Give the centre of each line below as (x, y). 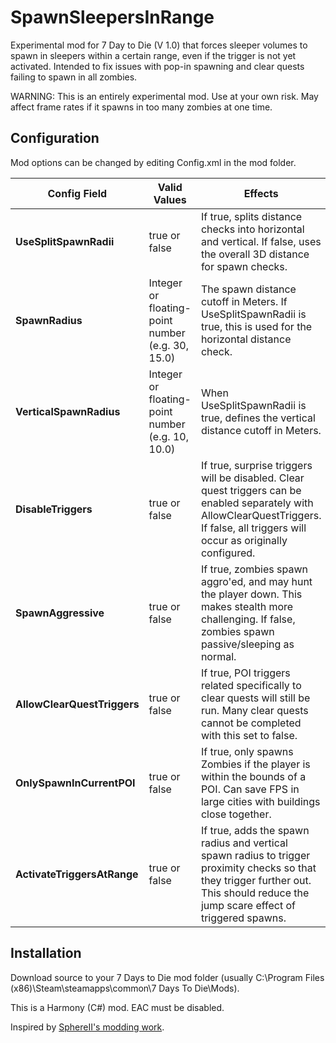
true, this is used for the (256, 326)
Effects (261, 193)
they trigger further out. (256, 880)
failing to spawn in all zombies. (74, 77)
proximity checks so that (258, 868)
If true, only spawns (247, 751)
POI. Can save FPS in (250, 789)
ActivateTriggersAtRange (77, 874)
